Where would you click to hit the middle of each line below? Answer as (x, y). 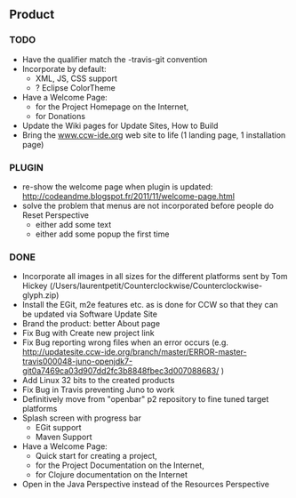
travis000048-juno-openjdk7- (77, 361)
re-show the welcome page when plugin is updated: (117, 187)
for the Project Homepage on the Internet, (112, 107)
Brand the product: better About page (91, 324)
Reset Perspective (55, 215)
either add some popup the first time (102, 234)
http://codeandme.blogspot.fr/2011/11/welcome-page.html (128, 196)
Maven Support (64, 437)
